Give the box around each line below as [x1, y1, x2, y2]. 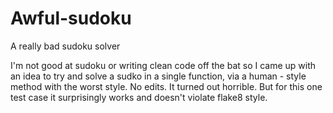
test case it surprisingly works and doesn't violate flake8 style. [10, 91, 268, 103]
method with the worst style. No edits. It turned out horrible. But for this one [10, 80, 323, 92]
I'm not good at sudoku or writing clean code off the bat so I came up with [10, 59, 317, 71]
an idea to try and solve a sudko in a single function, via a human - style [10, 70, 307, 82]
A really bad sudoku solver [10, 40, 121, 52]
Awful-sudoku [10, 7, 132, 30]
